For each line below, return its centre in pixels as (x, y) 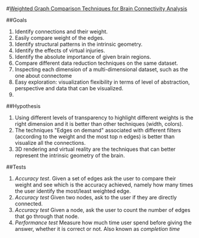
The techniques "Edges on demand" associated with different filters (98, 130)
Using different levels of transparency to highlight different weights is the (104, 118)
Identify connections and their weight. (61, 31)
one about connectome (43, 76)
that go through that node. (47, 216)
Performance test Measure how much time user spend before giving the (103, 223)
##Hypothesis (23, 106)
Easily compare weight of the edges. (59, 38)
